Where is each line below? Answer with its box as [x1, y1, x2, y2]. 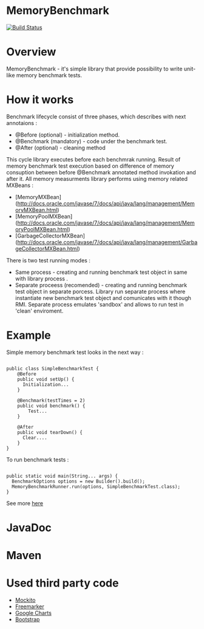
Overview [6, 45, 56, 59]
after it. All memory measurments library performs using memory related [6, 175, 188, 182]
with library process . [15, 274, 69, 282]
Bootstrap [15, 616, 40, 623]
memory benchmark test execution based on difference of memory [6, 162, 174, 169]
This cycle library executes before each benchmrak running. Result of [6, 155, 181, 163]
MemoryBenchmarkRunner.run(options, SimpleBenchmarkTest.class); [12, 483, 181, 489]
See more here [6, 499, 44, 507]
